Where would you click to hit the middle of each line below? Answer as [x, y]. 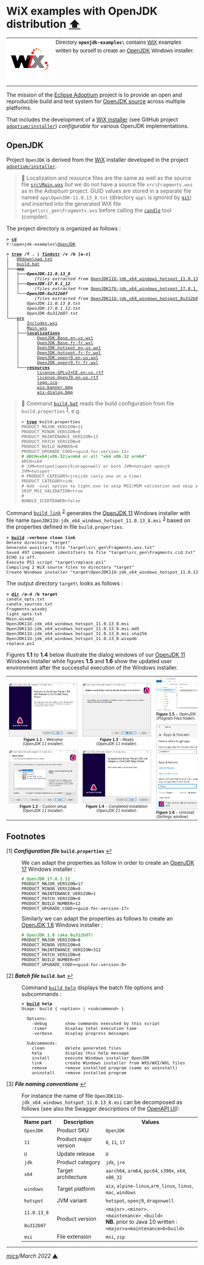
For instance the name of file [57, 1096]
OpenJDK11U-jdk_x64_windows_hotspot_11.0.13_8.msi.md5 [73, 629]
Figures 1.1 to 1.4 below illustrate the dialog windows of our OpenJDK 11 [96, 655]
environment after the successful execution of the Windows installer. [92, 668]
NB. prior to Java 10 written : [141, 1222]
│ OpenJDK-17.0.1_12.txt [43, 309]
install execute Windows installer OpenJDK [90, 1058]
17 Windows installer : [49, 869]
